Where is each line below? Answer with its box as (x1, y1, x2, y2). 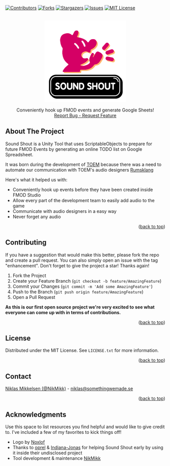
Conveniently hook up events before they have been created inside (12, 186, 153, 193)
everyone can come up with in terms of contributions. (5, 309, 121, 315)
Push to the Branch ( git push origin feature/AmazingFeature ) (12, 288, 144, 295)
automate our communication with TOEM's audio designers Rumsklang (5, 167, 154, 173)
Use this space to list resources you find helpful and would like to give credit (5, 424, 165, 430)
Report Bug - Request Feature (54, 113, 117, 118)
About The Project (5, 127, 64, 136)
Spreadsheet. (5, 151, 33, 157)
